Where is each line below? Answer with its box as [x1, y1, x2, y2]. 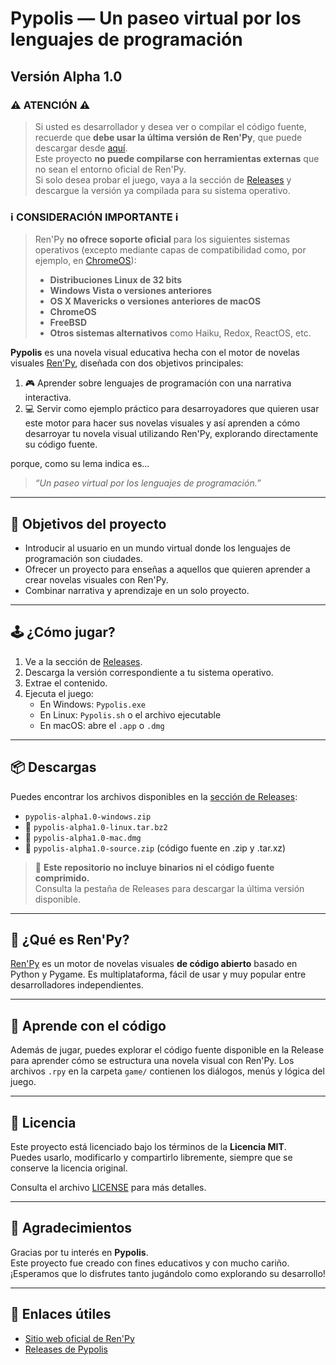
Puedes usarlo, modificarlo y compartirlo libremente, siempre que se [10, 1152, 293, 1164]
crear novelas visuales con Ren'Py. [24, 573, 169, 586]
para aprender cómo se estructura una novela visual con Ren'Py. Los [10, 1055, 295, 1067]
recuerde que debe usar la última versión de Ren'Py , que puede [34, 131, 303, 143]
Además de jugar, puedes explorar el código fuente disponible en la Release [10, 1044, 325, 1056]
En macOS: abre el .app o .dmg [39, 719, 165, 731]
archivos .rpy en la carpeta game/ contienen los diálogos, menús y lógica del [10, 1065, 325, 1077]
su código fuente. [24, 438, 98, 451]
